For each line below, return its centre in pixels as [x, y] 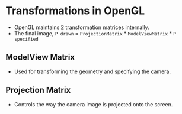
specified [26, 39]
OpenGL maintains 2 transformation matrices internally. [82, 27]
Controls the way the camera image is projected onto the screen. [93, 104]
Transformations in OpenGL [75, 11]
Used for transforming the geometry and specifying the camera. [92, 71]
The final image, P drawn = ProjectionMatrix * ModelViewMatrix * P [95, 33]
